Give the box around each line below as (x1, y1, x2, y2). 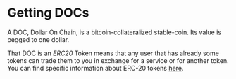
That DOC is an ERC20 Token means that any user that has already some (7, 49, 220, 57)
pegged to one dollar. (7, 35, 70, 43)
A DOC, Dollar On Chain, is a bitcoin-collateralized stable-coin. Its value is (7, 28, 222, 36)
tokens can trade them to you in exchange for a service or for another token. (7, 56, 229, 64)
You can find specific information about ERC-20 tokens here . (7, 64, 184, 72)
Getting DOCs (7, 5, 89, 21)
